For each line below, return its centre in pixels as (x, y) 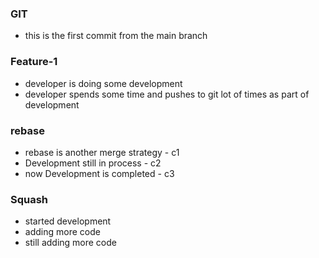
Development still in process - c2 (93, 163)
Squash (29, 199)
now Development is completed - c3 (99, 173)
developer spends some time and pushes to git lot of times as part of (167, 94)
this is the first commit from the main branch (116, 36)
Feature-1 (34, 62)
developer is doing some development (103, 83)
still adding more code (70, 243)
